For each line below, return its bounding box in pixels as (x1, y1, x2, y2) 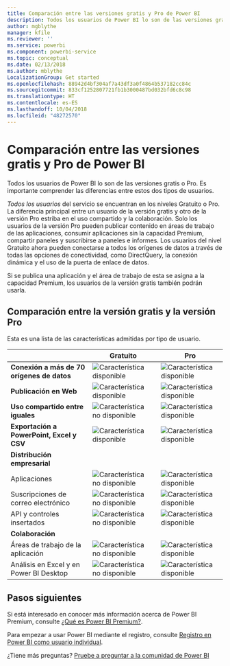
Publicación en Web (10, 387, 77, 396)
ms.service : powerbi (7, 42, 66, 49)
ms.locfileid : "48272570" (7, 112, 81, 119)
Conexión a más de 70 (10, 363, 86, 372)
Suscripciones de (10, 490, 67, 499)
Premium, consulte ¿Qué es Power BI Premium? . (7, 617, 143, 625)
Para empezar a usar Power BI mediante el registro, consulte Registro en (7, 631, 212, 639)
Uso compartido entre (10, 402, 84, 412)
